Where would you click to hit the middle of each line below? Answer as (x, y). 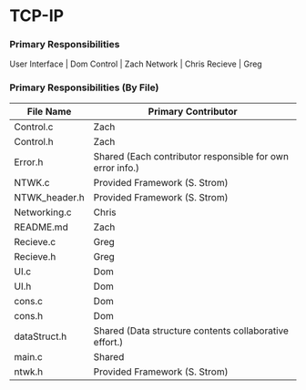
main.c (28, 356)
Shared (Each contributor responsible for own (191, 156)
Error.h (29, 162)
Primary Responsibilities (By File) (84, 87)
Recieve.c (35, 241)
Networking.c (43, 212)
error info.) (116, 168)
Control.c (34, 127)
